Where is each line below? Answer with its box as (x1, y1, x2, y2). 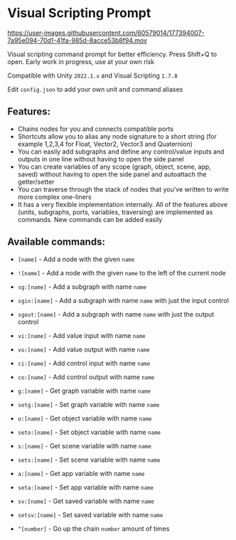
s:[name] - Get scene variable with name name (17, 441, 151, 450)
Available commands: (7, 236, 105, 248)
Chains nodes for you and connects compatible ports (17, 125, 174, 133)
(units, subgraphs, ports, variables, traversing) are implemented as (17, 208, 213, 216)
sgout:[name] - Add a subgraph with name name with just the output (17, 309, 215, 318)
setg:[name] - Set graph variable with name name (17, 400, 160, 408)
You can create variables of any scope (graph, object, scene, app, (17, 162, 211, 171)
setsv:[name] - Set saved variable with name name (17, 510, 163, 519)
